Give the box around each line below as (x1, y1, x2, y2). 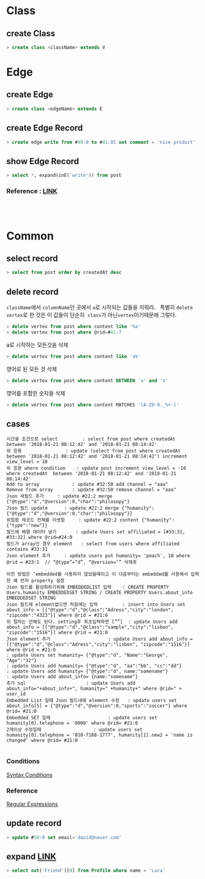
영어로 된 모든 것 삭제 (6, 365, 57, 372)
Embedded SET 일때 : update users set (6, 715, 158, 721)
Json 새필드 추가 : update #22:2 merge (6, 493, 113, 499)
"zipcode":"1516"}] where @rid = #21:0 (6, 630, 108, 636)
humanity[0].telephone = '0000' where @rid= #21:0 (6, 720, 138, 727)
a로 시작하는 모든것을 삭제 (6, 341, 69, 348)
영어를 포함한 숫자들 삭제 (6, 389, 65, 397)
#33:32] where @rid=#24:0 (6, 534, 72, 541)
